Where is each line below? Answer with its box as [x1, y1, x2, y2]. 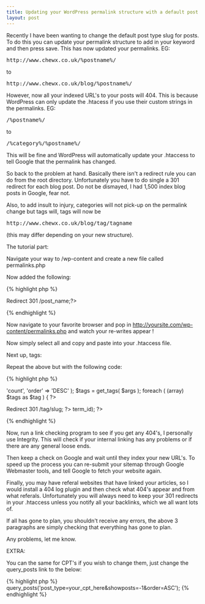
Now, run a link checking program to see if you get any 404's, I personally [6, 429, 193, 436]
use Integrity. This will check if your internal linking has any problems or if [6, 435, 192, 443]
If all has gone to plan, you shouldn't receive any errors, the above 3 [6, 517, 179, 524]
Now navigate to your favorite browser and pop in [6, 320, 132, 328]
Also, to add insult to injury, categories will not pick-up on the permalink [6, 201, 188, 209]
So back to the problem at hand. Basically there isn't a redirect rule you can [6, 169, 196, 177]
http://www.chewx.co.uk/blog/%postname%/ [6, 80, 133, 87]
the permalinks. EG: [6, 104, 56, 112]
